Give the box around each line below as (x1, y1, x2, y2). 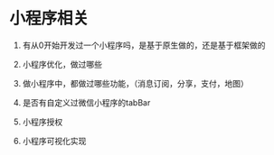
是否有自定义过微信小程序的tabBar (22, 96, 151, 108)
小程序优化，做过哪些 (22, 59, 102, 69)
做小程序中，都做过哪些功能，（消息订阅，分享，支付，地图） (22, 77, 249, 88)
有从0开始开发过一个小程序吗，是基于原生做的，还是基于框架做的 (22, 40, 266, 50)
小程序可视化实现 (22, 135, 87, 146)
